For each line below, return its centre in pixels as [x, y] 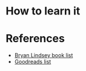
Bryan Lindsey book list [44, 55]
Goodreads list [33, 62]
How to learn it [43, 11]
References [35, 39]
